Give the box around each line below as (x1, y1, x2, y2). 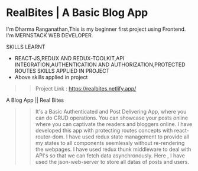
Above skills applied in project (14, 73, 88, 80)
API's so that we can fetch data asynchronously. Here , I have (35, 151, 185, 159)
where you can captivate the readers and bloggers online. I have (35, 120, 193, 127)
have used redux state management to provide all (69, 133, 190, 140)
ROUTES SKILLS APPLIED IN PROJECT (14, 67, 110, 74)
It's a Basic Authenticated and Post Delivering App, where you (35, 108, 187, 115)
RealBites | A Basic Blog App (6, 6, 148, 20)
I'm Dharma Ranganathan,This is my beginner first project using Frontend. (6, 25, 186, 33)
